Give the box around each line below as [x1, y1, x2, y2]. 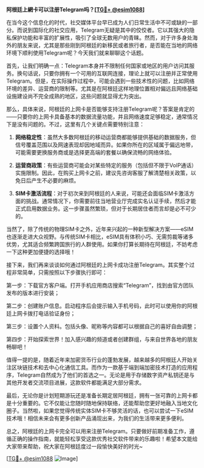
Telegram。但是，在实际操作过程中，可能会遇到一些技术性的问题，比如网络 [6, 77, 195, 84]
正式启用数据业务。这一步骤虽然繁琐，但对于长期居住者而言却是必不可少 [15, 205, 196, 212]
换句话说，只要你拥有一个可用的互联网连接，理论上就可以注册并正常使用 [16, 70, 198, 77]
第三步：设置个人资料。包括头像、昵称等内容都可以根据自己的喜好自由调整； [6, 323, 198, 330]
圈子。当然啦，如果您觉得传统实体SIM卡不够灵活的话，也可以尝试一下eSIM [6, 407, 194, 414]
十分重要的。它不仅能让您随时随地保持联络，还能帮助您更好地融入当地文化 [11, 399, 198, 407]
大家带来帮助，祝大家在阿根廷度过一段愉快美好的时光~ [6, 443, 143, 450]
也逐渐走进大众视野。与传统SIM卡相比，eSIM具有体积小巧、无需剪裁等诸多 [6, 233, 194, 240]
